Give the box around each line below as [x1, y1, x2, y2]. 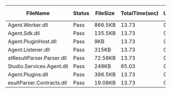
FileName [26, 10, 50, 17]
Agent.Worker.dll [8, 21, 48, 28]
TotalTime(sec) [120, 10, 159, 17]
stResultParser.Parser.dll [8, 54, 67, 61]
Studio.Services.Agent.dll [8, 63, 69, 70]
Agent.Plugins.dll [8, 71, 48, 78]
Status [73, 10, 90, 17]
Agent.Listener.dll [8, 46, 50, 53]
